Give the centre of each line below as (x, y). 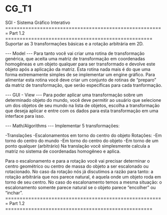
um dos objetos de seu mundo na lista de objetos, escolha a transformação (83, 105)
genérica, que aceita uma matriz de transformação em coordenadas (75, 58)
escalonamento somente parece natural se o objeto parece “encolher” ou (81, 187)
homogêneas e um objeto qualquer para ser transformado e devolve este (80, 64)
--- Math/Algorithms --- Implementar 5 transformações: (62, 126)
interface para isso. (25, 116)
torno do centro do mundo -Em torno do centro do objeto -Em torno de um (82, 141)
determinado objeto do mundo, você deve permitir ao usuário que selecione (83, 100)
